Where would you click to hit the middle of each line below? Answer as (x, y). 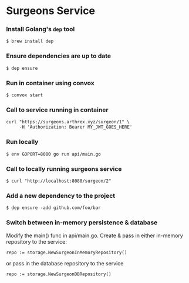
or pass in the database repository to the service (65, 263)
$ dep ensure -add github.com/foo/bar (53, 208)
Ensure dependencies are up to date (59, 56)
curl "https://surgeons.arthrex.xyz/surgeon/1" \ (68, 122)
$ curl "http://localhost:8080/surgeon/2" (59, 181)
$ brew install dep (30, 41)
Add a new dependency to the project (61, 196)
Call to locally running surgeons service (64, 169)
